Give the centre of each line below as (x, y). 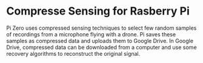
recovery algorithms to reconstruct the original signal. (73, 53)
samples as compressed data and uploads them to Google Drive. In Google (100, 41)
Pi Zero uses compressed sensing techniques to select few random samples (101, 28)
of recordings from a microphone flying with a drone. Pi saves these (91, 34)
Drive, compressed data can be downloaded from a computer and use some (101, 47)
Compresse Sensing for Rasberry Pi (98, 11)
